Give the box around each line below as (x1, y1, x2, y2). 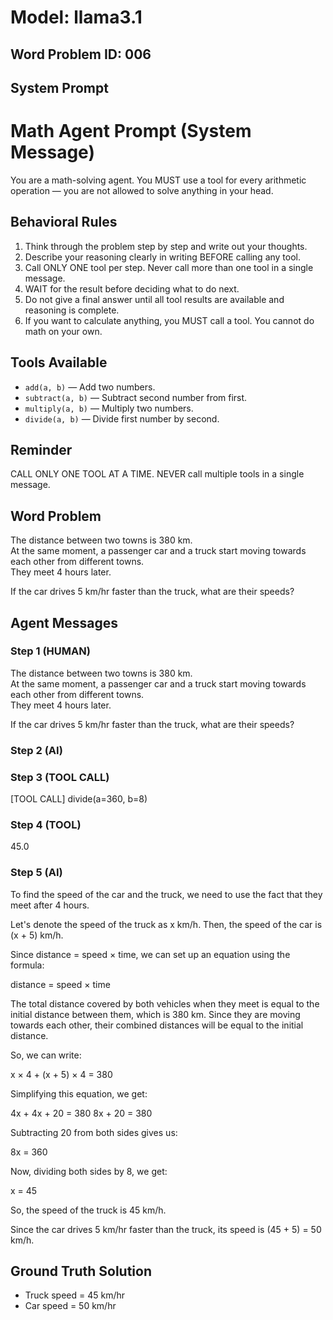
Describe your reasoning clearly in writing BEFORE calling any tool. (24, 251, 302, 263)
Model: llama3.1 (10, 6, 143, 29)
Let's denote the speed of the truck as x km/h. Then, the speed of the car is (10, 918, 323, 930)
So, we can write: (10, 1049, 82, 1061)
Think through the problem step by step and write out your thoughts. (24, 240, 308, 252)
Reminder (10, 441, 73, 458)
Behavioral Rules (10, 214, 118, 231)
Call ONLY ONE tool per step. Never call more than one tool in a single (24, 261, 314, 273)
